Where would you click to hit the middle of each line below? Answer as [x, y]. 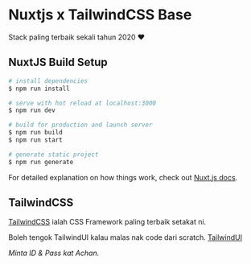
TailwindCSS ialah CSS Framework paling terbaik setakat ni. [107, 222]
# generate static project [53, 155]
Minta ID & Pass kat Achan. [54, 253]
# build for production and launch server [80, 125]
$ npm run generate [41, 162]
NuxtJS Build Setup [58, 62]
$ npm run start [35, 140]
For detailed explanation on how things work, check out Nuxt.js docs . [123, 177]
